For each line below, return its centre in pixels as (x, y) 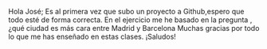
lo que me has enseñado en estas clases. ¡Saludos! (92, 36)
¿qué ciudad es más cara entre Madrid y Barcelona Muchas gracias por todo (134, 28)
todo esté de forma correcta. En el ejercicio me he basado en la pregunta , (130, 20)
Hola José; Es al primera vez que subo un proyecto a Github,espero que (126, 11)
